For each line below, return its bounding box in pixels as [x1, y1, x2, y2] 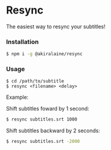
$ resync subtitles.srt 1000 [6, 116, 78, 122]
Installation [6, 38, 39, 46]
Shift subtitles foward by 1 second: [6, 105, 89, 112]
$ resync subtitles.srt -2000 [6, 139, 80, 145]
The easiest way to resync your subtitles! [6, 23, 106, 30]
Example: [6, 94, 29, 101]
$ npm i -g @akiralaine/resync [6, 51, 83, 57]
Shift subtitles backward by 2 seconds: [6, 127, 100, 134]
